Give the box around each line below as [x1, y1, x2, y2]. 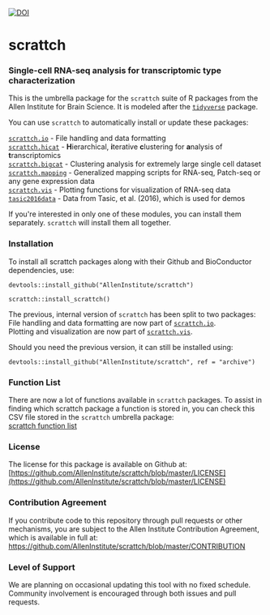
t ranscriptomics [8, 151, 62, 160]
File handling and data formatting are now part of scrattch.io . [8, 318, 216, 327]
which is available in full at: [8, 532, 99, 542]
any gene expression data [8, 177, 95, 186]
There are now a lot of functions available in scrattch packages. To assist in [8, 395, 262, 405]
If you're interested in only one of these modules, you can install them [8, 209, 242, 219]
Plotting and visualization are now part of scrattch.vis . [8, 327, 193, 336]
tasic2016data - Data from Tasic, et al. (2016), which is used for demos [8, 194, 246, 203]
